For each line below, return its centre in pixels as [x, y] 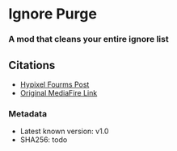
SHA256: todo [44, 140]
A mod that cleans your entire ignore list [88, 39]
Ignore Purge [53, 14]
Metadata [27, 113]
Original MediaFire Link [59, 92]
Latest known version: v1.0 [64, 131]
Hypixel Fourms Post [55, 84]
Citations [32, 65]
